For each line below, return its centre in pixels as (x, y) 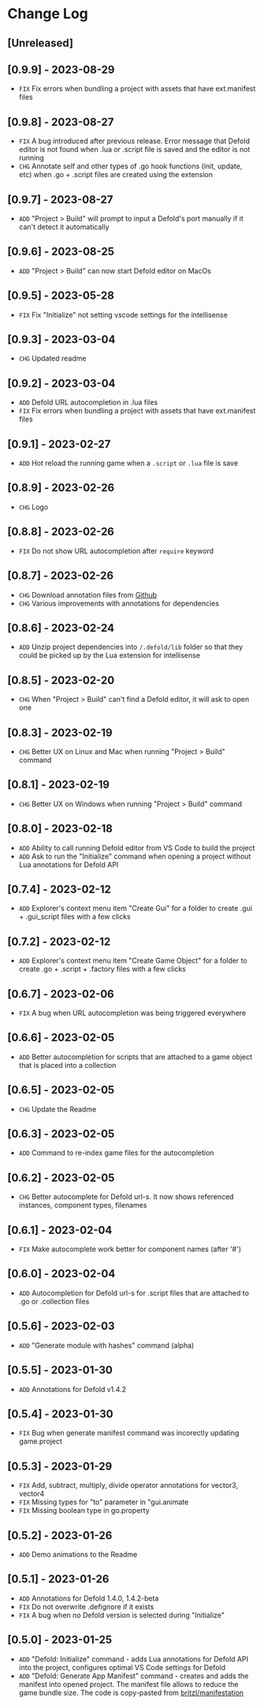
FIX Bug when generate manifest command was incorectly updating (129, 1433)
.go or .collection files (54, 1301)
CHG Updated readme (52, 358)
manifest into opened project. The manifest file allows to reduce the (128, 1684)
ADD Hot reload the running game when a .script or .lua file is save (128, 463)
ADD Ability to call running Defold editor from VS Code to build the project (137, 847)
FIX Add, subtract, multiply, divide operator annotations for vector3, (128, 1485)
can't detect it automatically (64, 227)
